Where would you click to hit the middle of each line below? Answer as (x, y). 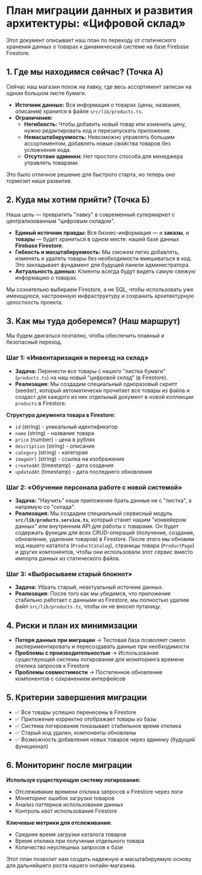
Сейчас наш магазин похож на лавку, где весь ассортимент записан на (99, 87)
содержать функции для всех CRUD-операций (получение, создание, (105, 533)
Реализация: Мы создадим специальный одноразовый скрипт (96, 384)
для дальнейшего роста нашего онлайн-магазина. (71, 865)
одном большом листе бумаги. (46, 93)
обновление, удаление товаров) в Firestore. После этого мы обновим (105, 539)
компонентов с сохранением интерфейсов (70, 679)
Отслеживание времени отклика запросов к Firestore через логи (99, 791)
